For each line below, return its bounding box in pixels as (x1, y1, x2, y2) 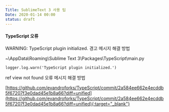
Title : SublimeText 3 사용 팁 (5, 7, 66, 13)
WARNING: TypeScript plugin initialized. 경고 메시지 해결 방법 (5, 45, 130, 51)
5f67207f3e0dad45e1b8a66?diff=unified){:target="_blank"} (5, 100, 130, 106)
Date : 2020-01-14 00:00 (5, 12, 56, 17)
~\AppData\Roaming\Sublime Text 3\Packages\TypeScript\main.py (5, 55, 145, 61)
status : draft (5, 17, 36, 22)
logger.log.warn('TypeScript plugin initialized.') (5, 65, 117, 70)
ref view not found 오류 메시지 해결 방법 (5, 74, 86, 81)
